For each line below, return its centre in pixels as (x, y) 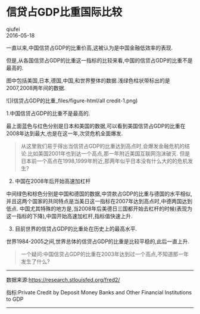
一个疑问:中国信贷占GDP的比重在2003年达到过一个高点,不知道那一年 (105, 254)
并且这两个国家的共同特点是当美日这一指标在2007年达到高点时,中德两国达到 (99, 201)
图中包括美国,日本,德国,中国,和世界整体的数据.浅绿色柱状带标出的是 (88, 80)
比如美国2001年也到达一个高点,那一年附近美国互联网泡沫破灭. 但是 (109, 153)
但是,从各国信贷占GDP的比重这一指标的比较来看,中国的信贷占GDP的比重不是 (100, 60)
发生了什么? (35, 261)
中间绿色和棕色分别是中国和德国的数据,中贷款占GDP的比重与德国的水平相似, (99, 194)
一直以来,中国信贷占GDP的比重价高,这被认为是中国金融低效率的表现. (90, 48)
